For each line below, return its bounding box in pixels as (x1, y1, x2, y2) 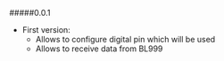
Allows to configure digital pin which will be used (35, 34, 216, 44)
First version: (21, 25, 71, 34)
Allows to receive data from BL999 (35, 43, 163, 54)
